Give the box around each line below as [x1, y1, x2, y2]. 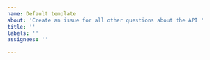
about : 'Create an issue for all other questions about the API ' [7, 17, 204, 24]
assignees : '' [7, 36, 49, 43]
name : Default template [7, 10, 77, 17]
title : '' [7, 23, 36, 30]
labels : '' [7, 29, 39, 37]
